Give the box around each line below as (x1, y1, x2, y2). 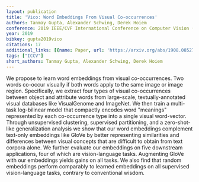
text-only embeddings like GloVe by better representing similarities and (6, 131, 179, 138)
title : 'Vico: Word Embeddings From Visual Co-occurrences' (6, 14, 158, 20)
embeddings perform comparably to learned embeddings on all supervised (6, 162, 190, 170)
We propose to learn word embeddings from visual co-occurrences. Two (6, 75, 184, 82)
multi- (171, 100, 185, 107)
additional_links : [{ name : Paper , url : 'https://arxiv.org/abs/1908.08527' (6, 47, 197, 53)
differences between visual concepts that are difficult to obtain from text (6, 138, 183, 145)
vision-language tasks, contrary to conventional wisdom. (6, 169, 145, 176)
